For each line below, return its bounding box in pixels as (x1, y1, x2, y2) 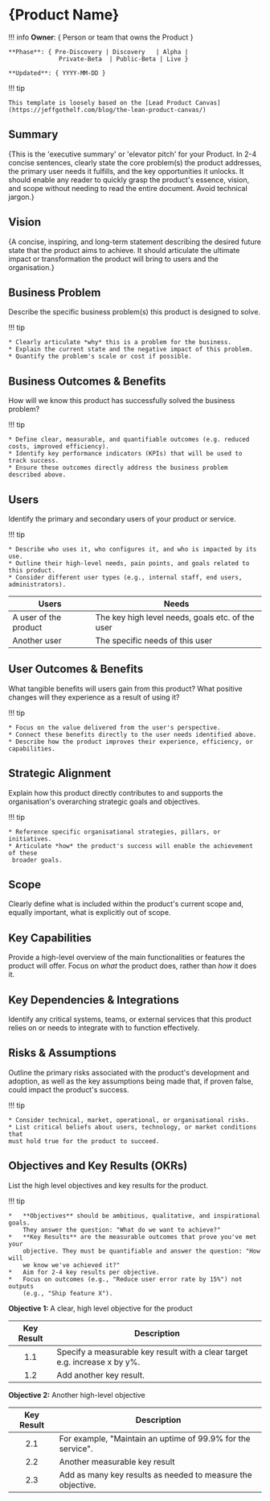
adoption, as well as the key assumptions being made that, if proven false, (8, 1076, 254, 1086)
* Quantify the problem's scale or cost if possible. (8, 352, 193, 360)
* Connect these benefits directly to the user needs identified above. (8, 730, 257, 738)
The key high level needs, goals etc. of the (95, 612, 255, 622)
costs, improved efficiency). (8, 443, 110, 451)
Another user (12, 635, 62, 646)
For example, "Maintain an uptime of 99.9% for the (59, 1432, 251, 1444)
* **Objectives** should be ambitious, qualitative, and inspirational (8, 1212, 261, 1220)
